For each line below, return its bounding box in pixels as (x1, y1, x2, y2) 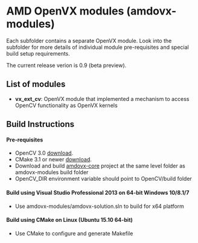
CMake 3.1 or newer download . (14, 156, 92, 163)
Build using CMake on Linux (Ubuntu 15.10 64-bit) (6, 216, 133, 224)
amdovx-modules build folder (14, 169, 89, 176)
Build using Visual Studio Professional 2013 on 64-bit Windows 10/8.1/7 (6, 189, 190, 196)
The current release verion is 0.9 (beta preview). (6, 62, 127, 69)
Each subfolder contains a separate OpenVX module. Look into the (6, 37, 172, 44)
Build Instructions (6, 119, 75, 129)
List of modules (6, 79, 66, 89)
